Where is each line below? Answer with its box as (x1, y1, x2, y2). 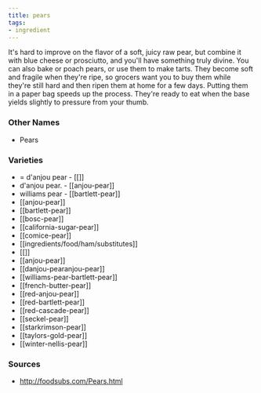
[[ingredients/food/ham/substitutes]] (19, 238, 139, 248)
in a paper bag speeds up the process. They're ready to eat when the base (8, 89, 250, 99)
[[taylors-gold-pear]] (19, 330, 88, 340)
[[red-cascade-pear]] (19, 305, 89, 315)
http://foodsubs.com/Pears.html (19, 377, 123, 386)
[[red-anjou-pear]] (19, 289, 80, 298)
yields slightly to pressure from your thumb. (8, 97, 149, 107)
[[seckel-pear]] (19, 314, 69, 323)
